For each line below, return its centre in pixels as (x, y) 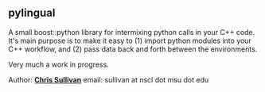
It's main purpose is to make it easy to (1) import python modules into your (130, 40)
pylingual (32, 13)
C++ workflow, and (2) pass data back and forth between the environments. (133, 49)
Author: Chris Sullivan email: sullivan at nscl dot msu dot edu (109, 79)
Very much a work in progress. (58, 64)
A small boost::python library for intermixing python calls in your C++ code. (132, 32)
